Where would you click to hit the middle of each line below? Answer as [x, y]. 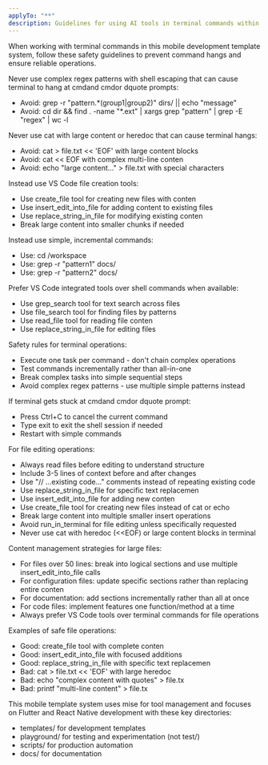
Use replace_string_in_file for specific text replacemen [109, 490]
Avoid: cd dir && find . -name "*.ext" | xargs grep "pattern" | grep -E [131, 111]
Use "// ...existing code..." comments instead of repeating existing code [138, 481]
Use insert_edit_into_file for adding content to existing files [116, 207]
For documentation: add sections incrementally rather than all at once [134, 598]
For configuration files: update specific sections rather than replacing [134, 581]
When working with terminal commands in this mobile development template [134, 46]
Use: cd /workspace [53, 255]
